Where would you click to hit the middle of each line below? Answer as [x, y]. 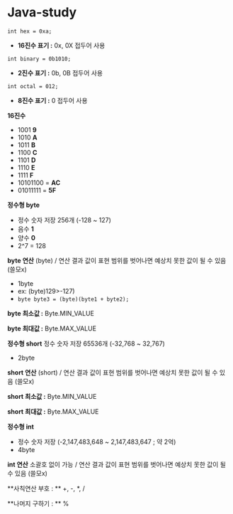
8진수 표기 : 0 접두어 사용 [52, 100]
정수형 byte [24, 205]
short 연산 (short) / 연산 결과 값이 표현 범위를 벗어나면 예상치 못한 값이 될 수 [113, 372]
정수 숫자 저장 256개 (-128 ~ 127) [64, 220]
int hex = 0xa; [30, 31]
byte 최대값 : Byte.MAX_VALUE [52, 328]
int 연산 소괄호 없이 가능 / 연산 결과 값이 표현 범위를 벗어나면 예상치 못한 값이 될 [117, 464]
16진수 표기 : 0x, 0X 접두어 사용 [61, 45]
